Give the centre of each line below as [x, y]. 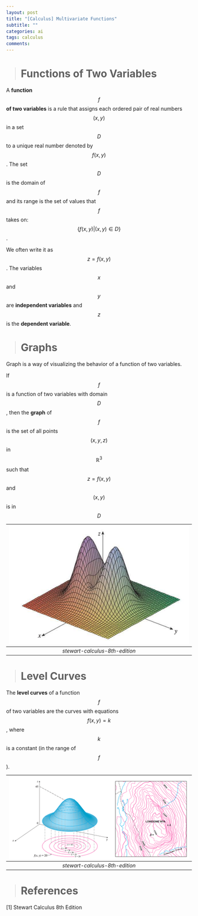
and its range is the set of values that [51, 201]
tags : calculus [25, 38]
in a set [15, 127]
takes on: [17, 220]
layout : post [22, 12]
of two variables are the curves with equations [62, 711]
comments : [18, 44]
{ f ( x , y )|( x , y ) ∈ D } [99, 229]
